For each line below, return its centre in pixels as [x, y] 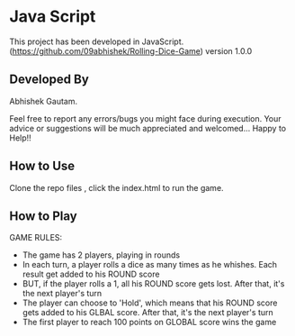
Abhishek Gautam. [44, 101]
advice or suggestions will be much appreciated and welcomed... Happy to [147, 128]
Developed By [49, 80]
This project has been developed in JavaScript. [97, 41]
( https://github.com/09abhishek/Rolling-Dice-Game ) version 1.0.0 [131, 50]
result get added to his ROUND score [91, 274]
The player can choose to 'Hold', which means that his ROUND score [150, 303]
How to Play [44, 216]
